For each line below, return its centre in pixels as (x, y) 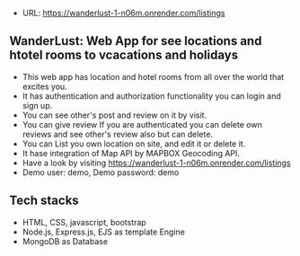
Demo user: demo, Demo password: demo (101, 172)
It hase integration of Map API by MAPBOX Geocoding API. (131, 153)
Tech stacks (44, 201)
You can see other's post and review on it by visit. (115, 115)
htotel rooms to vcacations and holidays (124, 55)
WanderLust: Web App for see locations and (136, 41)
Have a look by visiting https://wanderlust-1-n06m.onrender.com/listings (156, 163)
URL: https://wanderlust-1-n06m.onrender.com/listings (124, 13)
